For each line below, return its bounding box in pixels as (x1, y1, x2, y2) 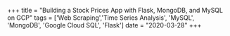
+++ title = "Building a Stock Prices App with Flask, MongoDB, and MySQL (7, 6, 224, 14)
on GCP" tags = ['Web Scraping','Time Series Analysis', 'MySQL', (7, 13, 195, 22)
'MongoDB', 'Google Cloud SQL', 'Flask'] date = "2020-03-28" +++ (7, 21, 202, 29)
